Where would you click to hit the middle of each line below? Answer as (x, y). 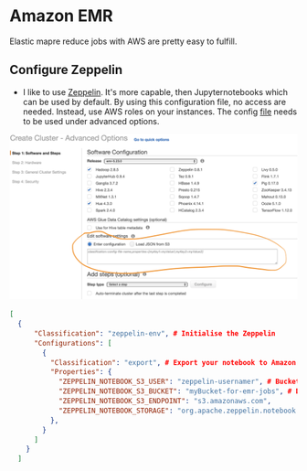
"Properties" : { (81, 372)
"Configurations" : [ (73, 343)
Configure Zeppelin (66, 70)
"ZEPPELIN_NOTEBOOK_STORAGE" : (116, 411)
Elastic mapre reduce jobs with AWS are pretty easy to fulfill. (123, 41)
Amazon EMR (61, 16)
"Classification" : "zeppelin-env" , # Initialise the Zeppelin (154, 333)
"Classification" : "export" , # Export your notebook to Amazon (173, 362)
